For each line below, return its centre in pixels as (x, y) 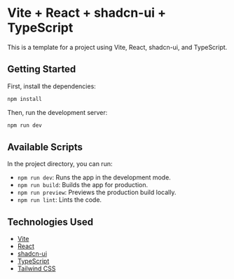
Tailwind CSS (36, 268)
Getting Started (42, 69)
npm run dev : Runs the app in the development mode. (94, 177)
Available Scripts (45, 147)
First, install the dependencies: (51, 86)
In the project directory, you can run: (60, 164)
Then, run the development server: (57, 112)
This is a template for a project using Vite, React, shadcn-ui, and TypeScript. (117, 47)
